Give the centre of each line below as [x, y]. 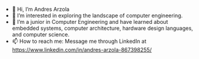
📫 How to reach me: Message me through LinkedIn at [79, 41]
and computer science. [41, 35]
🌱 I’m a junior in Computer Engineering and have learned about [90, 22]
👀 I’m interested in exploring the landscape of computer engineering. [97, 15]
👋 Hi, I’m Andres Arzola [41, 9]
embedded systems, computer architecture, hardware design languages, [103, 28]
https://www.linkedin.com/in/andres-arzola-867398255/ [82, 50]
